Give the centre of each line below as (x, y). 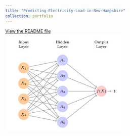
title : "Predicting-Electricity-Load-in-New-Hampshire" (65, 11)
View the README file (28, 31)
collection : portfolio (29, 16)
